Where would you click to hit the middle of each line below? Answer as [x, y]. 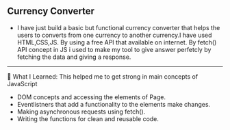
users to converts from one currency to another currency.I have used [114, 35]
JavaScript [22, 83]
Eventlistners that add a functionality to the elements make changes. [114, 104]
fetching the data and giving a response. [74, 57]
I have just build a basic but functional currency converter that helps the [118, 27]
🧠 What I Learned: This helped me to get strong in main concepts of [103, 76]
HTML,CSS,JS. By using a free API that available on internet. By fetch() [117, 42]
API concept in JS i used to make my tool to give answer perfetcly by [114, 49]
